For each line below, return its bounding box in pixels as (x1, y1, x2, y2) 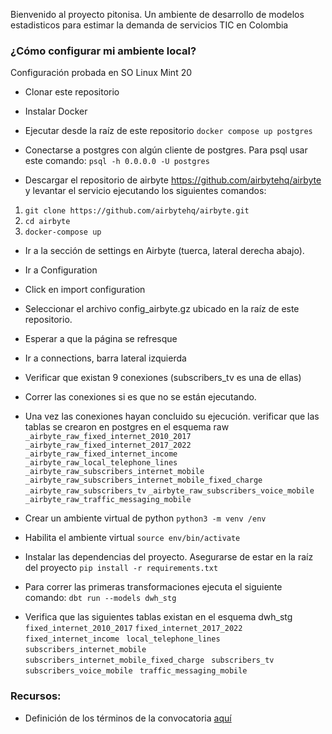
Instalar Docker (24, 105, 88, 118)
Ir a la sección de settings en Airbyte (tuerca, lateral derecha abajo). (24, 245, 305, 257)
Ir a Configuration (24, 264, 98, 276)
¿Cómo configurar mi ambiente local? (10, 44, 197, 58)
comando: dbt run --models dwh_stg (24, 592, 177, 604)
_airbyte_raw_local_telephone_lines (24, 458, 178, 468)
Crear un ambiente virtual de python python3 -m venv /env (24, 512, 267, 524)
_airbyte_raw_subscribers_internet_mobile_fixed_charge (24, 475, 263, 486)
